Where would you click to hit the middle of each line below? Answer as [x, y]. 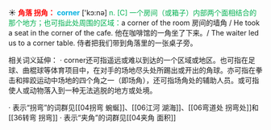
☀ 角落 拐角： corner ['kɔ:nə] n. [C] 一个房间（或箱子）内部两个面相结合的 [133, 13]
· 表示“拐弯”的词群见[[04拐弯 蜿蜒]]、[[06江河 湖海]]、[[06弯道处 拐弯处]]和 [134, 107]
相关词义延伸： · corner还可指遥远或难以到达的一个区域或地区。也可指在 [128, 60]
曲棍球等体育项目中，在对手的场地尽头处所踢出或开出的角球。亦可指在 [139, 70]
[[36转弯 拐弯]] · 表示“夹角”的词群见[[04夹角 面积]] [92, 117]
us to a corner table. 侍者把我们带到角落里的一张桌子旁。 [103, 43]
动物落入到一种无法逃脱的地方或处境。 [93, 90]
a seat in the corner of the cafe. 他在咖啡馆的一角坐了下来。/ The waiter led [134, 33]
